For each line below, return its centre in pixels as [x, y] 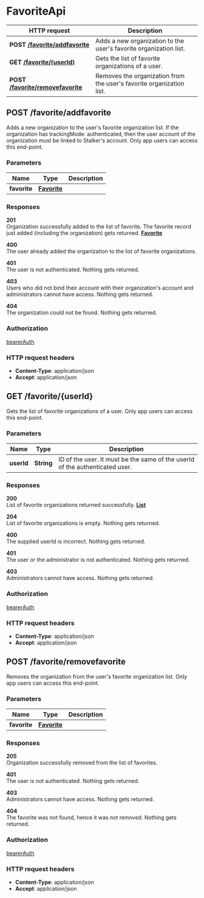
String [43, 463]
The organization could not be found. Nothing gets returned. [82, 313]
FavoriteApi [36, 11]
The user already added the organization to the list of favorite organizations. [101, 252]
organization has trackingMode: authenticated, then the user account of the [101, 134]
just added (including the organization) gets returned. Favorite [84, 233]
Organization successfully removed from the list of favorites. [82, 763]
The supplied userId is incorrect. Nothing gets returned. [76, 542]
